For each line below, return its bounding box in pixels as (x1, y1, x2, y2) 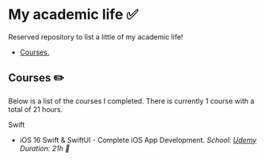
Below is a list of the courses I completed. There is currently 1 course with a (8, 96, 255, 106)
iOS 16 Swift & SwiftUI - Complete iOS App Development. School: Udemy (19, 135, 257, 144)
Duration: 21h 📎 (19, 144, 70, 153)
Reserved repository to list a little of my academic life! (8, 32, 184, 41)
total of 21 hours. (8, 104, 63, 114)
